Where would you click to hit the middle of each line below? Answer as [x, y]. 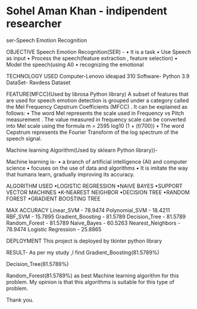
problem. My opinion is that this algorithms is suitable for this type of [90, 282]
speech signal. [24, 138]
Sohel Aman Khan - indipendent [87, 11]
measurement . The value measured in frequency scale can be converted [96, 119]
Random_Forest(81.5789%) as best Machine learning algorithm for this [93, 276]
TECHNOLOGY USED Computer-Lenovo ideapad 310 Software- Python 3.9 [98, 76]
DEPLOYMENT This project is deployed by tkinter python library [84, 241]
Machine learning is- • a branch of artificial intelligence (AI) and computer [97, 161]
